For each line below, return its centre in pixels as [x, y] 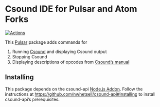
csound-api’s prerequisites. [32, 99]
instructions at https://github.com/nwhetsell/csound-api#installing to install [80, 94]
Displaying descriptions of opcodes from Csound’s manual [71, 62]
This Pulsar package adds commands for [46, 42]
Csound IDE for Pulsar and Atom [71, 9]
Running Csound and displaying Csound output [59, 52]
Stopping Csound [30, 56]
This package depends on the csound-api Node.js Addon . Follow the [74, 89]
